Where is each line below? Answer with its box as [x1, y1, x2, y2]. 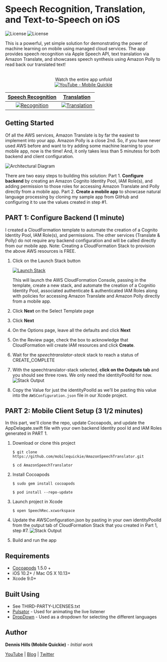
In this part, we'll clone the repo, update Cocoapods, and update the [5, 420, 145, 426]
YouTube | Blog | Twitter [5, 651, 55, 657]
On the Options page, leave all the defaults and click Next [12, 327, 131, 333]
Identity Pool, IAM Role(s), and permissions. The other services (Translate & [5, 232, 161, 238]
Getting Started [5, 119, 54, 128]
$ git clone [12, 450, 37, 455]
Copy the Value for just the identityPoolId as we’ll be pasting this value [12, 387, 157, 393]
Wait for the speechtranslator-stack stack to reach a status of [12, 351, 139, 357]
